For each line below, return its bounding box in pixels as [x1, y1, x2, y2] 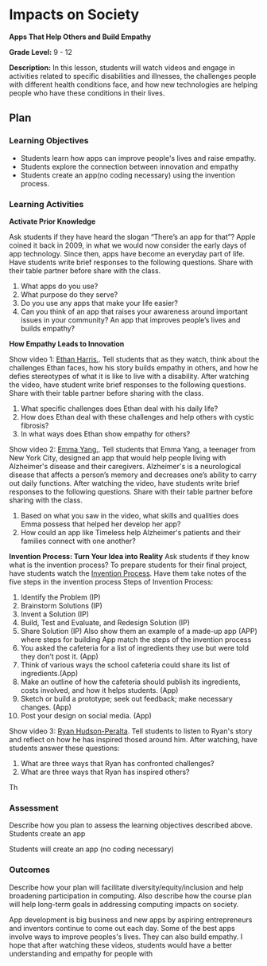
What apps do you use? [20, 281, 99, 291]
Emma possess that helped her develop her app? [20, 519, 181, 529]
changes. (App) [20, 702, 72, 712]
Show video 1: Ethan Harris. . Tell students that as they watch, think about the [9, 354, 260, 364]
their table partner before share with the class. [9, 265, 161, 276]
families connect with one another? [20, 536, 136, 546]
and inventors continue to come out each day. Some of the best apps [9, 923, 235, 933]
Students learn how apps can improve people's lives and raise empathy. [20, 153, 257, 162]
